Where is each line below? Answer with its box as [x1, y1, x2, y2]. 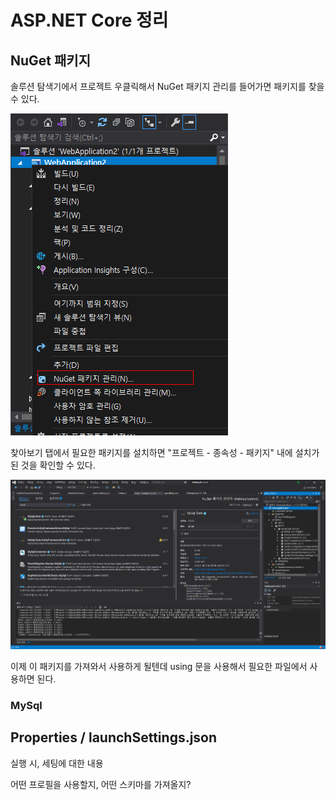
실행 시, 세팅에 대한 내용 [10, 757, 104, 769]
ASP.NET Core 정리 [10, 9, 169, 32]
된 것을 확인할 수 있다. [10, 459, 96, 471]
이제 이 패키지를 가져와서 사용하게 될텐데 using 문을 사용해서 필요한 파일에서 [10, 660, 308, 672]
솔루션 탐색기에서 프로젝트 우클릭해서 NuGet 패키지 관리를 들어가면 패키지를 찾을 [10, 81, 325, 92]
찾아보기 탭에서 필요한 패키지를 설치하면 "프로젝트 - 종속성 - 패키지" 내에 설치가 [10, 447, 320, 458]
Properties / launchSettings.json [10, 729, 218, 746]
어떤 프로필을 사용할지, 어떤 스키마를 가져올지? [10, 778, 192, 790]
